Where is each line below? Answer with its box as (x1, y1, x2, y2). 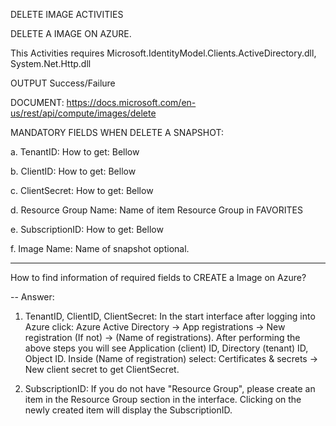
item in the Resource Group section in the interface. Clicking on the (24, 394, 302, 405)
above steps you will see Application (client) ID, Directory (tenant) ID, (24, 342, 309, 354)
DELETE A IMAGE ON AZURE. (10, 28, 132, 39)
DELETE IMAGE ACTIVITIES (10, 9, 124, 20)
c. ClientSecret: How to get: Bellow (10, 185, 154, 196)
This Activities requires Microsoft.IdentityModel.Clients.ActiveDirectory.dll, (10, 47, 317, 59)
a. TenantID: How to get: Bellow (10, 146, 140, 158)
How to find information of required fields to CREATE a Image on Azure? (10, 272, 307, 283)
